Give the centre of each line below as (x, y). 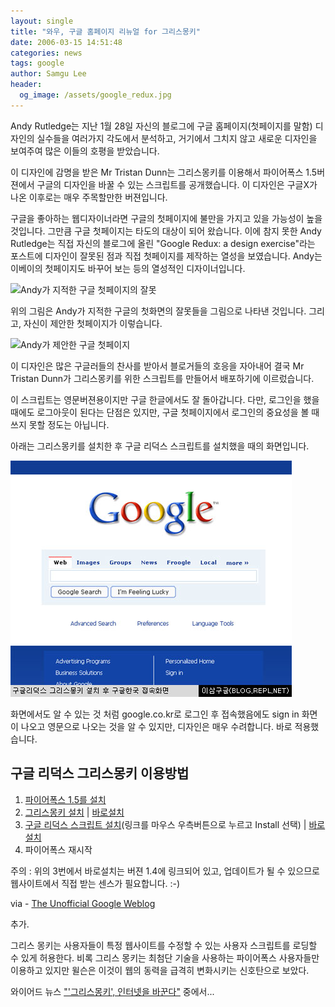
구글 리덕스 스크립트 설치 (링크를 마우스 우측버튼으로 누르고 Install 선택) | (165, 824)
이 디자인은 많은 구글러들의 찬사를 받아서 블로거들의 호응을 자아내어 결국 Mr (157, 366)
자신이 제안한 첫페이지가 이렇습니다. (93, 323)
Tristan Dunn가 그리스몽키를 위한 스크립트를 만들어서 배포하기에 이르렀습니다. (162, 378)
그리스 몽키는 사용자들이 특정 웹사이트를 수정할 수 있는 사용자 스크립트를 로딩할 (164, 945)
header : (26, 85)
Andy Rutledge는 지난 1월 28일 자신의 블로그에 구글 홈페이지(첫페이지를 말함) (161, 126)
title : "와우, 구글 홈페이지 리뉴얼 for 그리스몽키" (105, 31)
